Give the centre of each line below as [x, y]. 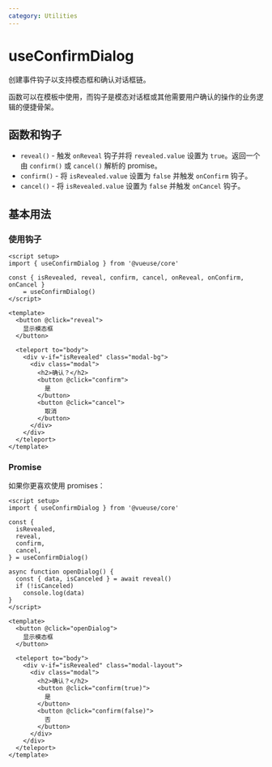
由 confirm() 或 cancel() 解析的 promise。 [91, 166]
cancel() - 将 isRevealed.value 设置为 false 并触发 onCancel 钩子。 [132, 186]
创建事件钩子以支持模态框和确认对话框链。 [79, 79]
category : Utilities [43, 16]
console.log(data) [54, 593]
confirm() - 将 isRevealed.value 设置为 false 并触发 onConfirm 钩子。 [136, 176]
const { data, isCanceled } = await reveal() [94, 579]
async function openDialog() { [61, 572]
